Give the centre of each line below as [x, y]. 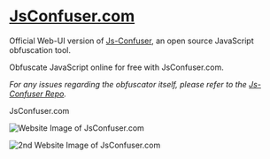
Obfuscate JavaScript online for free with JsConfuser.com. [116, 67]
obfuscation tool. [40, 49]
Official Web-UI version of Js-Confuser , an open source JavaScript [131, 41]
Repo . [56, 94]
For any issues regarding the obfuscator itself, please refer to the [128, 84]
